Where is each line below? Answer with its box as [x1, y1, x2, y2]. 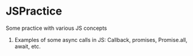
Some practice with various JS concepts [5, 24, 107, 32]
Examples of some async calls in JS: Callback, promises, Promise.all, [14, 36, 188, 43]
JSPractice [5, 4, 62, 18]
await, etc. [14, 43, 41, 50]
